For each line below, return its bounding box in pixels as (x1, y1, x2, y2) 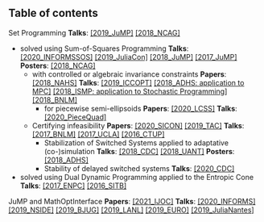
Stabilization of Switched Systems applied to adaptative (43, 137, 229, 148)
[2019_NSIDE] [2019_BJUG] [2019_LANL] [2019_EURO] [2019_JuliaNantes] (8, 205, 255, 215)
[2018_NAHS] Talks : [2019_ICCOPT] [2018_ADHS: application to (31, 77, 245, 87)
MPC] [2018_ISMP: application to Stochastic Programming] (31, 86, 228, 96)
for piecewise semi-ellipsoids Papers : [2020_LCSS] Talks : (43, 103, 237, 113)
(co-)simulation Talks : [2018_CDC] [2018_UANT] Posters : (43, 146, 235, 156)
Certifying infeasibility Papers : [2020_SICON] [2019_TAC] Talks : (31, 120, 245, 130)
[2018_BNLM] (31, 94, 78, 104)
